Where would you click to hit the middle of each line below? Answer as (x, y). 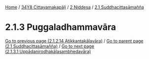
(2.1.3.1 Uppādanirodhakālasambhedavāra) (48, 51)
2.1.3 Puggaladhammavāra (61, 27)
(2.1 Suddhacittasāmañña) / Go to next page (50, 46)
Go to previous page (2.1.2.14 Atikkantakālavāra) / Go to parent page (74, 41)
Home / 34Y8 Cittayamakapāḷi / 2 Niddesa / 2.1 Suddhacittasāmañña (74, 7)
